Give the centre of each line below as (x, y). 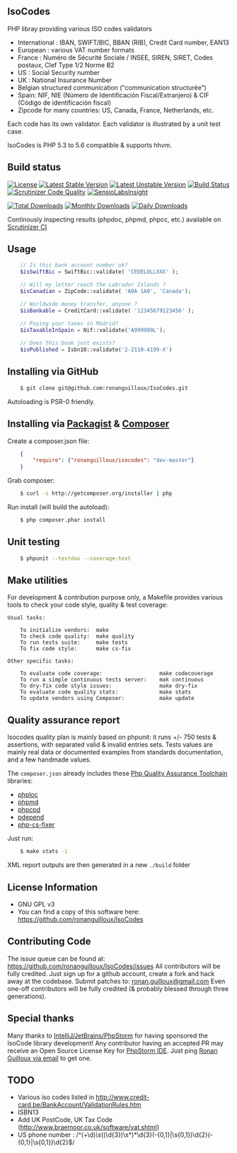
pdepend (31, 818)
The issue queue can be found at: (56, 958)
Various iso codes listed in (56, 1097)
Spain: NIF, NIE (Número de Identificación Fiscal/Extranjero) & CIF (114, 95)
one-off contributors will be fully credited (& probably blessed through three (118, 988)
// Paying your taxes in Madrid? (69, 323)
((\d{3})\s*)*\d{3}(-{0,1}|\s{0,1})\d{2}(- (157, 1135)
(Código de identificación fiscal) (64, 103)
